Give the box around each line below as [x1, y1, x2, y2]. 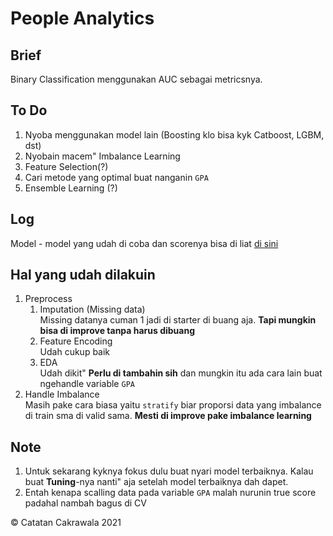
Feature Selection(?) [24, 160, 109, 172]
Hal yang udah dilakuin [10, 267, 156, 284]
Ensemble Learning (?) [24, 182, 118, 194]
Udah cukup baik [39, 346, 111, 358]
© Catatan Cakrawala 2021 [10, 517, 122, 529]
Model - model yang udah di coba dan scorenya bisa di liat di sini [10, 237, 279, 249]
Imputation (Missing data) [39, 303, 146, 316]
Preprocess [24, 293, 73, 305]
